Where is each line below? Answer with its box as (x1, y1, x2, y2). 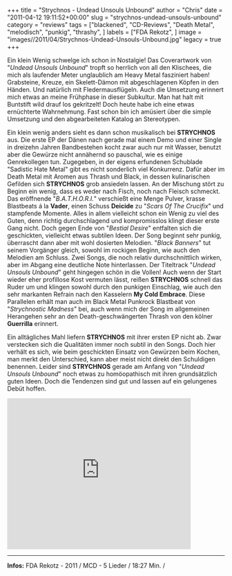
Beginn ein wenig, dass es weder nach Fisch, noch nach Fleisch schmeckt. (7, 187, 221, 195)
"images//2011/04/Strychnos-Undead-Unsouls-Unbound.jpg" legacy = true (7, 35, 222, 44)
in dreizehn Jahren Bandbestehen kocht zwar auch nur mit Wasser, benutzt (7, 143, 222, 151)
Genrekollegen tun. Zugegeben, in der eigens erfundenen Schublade (7, 158, 203, 165)
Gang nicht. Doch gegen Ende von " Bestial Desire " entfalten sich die (7, 224, 202, 232)
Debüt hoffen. (7, 384, 47, 393)
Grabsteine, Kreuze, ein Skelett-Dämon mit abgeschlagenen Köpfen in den (7, 78, 219, 86)
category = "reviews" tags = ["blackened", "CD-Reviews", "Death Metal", (7, 21, 215, 28)
